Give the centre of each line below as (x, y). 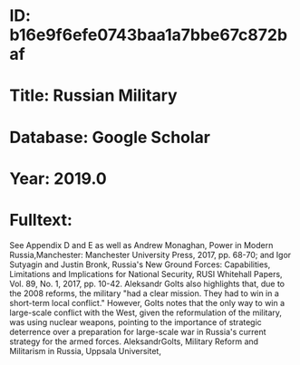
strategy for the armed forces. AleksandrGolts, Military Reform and (134, 341)
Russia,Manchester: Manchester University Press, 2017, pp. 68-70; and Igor (150, 255)
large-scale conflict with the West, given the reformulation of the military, (146, 312)
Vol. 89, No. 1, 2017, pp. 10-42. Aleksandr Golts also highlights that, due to (147, 283)
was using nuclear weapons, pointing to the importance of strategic (136, 322)
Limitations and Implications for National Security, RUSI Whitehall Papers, (146, 274)
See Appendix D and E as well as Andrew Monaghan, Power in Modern (141, 245)
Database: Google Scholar (110, 137)
